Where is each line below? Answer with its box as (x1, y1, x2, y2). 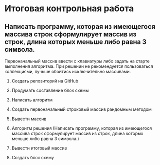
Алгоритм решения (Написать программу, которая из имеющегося (11, 125, 152, 131)
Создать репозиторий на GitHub (11, 78, 79, 83)
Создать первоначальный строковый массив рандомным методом (11, 106, 152, 112)
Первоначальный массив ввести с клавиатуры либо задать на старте (4, 58, 150, 64)
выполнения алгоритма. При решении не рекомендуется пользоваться (4, 63, 154, 69)
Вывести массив (11, 116, 47, 122)
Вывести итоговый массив (11, 145, 67, 151)
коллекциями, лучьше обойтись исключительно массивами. (4, 69, 131, 74)
